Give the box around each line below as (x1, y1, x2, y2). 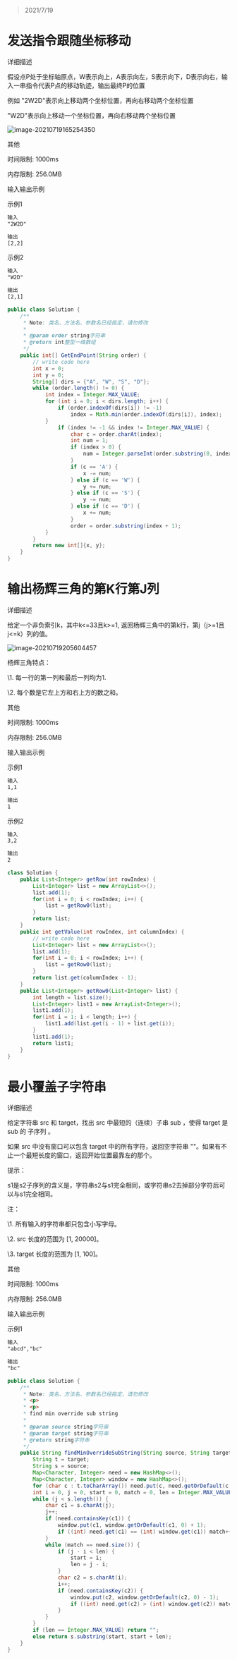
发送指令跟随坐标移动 (7, 33, 132, 49)
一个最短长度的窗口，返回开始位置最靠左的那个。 (13, 1151, 156, 1159)
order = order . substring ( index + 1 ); (70, 522, 181, 530)
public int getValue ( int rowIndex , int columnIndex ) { (20, 928, 185, 935)
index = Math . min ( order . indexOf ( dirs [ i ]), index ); (70, 410, 222, 418)
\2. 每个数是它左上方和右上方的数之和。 (7, 688, 122, 697)
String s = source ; (32, 1463, 90, 1470)
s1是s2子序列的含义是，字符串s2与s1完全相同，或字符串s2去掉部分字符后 (7, 1181, 219, 1190)
